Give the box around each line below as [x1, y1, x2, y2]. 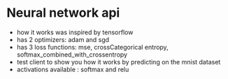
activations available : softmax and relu [16, 65, 129, 73]
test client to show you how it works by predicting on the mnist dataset [16, 57, 221, 66]
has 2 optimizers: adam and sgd [16, 35, 110, 43]
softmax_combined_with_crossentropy [16, 50, 127, 59]
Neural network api [6, 5, 120, 21]
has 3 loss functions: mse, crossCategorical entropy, [16, 43, 169, 51]
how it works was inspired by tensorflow [16, 28, 134, 36]
